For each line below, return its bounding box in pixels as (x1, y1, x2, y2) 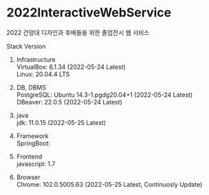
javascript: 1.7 (16, 159, 56, 168)
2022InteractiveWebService (6, 5, 172, 21)
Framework (16, 132, 49, 140)
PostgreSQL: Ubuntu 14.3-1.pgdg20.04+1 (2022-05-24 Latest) (16, 91, 193, 99)
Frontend (16, 152, 43, 161)
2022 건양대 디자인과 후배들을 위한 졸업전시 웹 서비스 (6, 28, 150, 36)
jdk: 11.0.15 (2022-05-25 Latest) (16, 118, 107, 126)
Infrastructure (16, 55, 56, 63)
